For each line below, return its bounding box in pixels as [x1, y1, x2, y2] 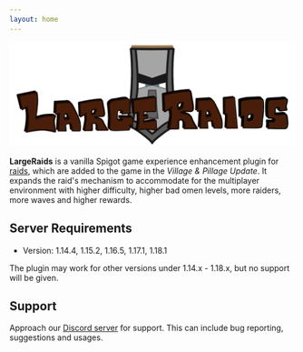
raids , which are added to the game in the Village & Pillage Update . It [9, 165, 268, 176]
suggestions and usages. [9, 332, 103, 343]
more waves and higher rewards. [9, 194, 132, 205]
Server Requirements [9, 221, 133, 236]
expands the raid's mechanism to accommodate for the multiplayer [9, 175, 260, 186]
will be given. [9, 272, 59, 283]
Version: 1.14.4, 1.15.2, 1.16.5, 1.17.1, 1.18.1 [22, 245, 168, 256]
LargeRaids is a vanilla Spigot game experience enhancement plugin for [9, 156, 279, 166]
